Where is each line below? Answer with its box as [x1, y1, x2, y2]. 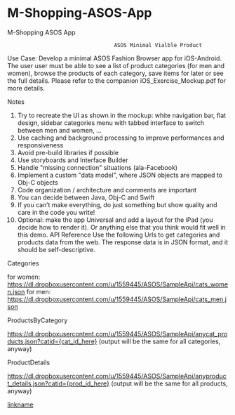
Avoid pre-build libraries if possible [17, 148, 119, 157]
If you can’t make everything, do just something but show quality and [17, 200, 217, 209]
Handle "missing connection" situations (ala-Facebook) [17, 163, 177, 171]
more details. [7, 84, 46, 92]
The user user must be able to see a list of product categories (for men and [7, 61, 225, 70]
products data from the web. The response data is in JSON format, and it [17, 237, 229, 246]
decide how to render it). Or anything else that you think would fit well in [17, 223, 226, 231]
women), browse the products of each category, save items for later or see [7, 69, 224, 77]
